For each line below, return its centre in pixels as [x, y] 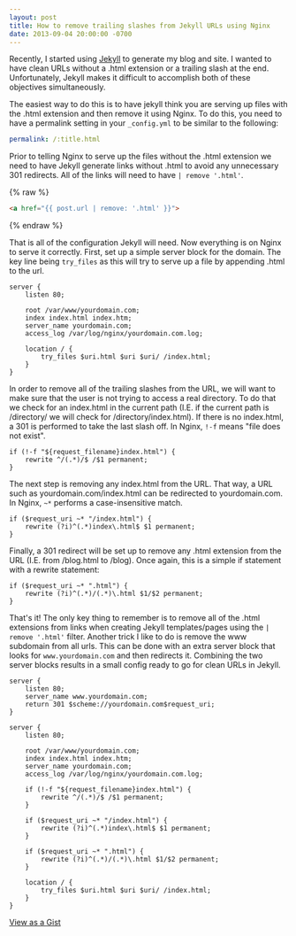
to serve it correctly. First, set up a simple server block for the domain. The [145, 252]
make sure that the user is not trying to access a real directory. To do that [143, 398]
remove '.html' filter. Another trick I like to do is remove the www [128, 637]
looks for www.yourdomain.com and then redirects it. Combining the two [136, 655]
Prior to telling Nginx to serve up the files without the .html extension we [140, 157]
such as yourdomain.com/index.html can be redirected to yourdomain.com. [146, 493]
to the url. [27, 271]
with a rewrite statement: [54, 570]
